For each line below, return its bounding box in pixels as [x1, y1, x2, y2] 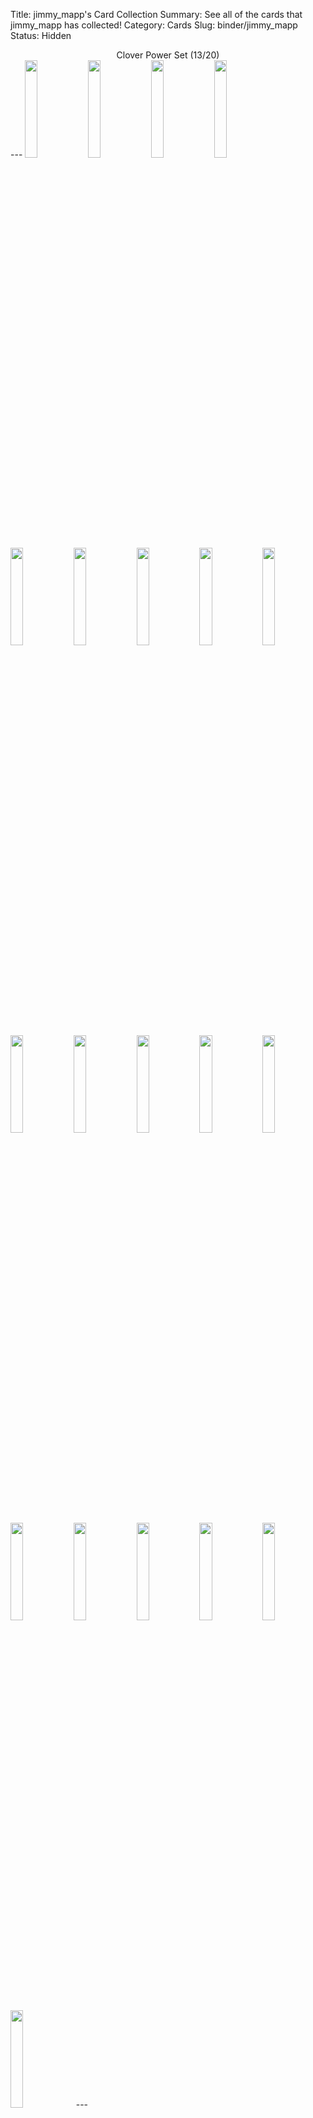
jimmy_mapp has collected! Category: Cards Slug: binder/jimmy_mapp [10, 19, 298, 31]
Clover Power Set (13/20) [116, 49, 220, 61]
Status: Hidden [10, 30, 72, 41]
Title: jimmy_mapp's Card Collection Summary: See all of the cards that [10, 9, 303, 20]
